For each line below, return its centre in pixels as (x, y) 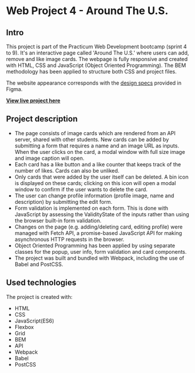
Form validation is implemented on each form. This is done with (91, 208)
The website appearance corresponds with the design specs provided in (94, 83)
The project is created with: (39, 297)
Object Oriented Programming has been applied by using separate (95, 246)
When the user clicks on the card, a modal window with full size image (100, 152)
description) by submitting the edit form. (63, 201)
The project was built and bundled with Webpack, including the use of (99, 258)
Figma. (14, 89)
